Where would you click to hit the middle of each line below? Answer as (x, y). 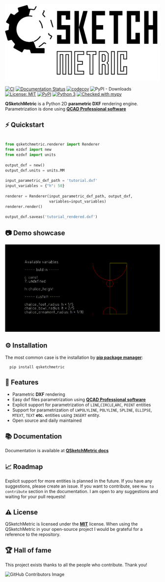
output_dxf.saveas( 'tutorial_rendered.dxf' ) (51, 217)
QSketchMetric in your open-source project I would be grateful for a (74, 529)
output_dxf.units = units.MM (35, 170)
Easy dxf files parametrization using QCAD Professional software (79, 399)
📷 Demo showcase (35, 233)
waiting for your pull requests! (35, 497)
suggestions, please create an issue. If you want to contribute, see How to (80, 486)
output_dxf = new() (25, 165)
